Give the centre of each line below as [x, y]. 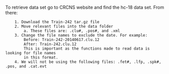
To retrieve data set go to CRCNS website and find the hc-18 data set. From [85, 7]
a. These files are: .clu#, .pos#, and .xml [72, 31]
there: [12, 13]
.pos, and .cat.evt [26, 66]
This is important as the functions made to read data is [87, 49]
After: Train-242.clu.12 [50, 44]
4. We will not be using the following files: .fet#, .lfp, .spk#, [88, 62]
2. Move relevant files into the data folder [64, 26]
